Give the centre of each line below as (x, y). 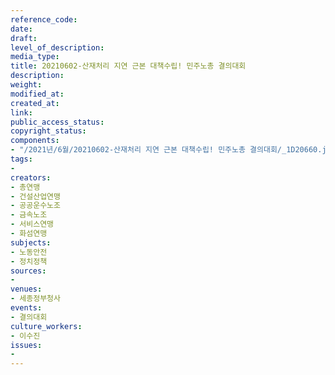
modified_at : (37, 94)
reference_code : (44, 19)
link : (21, 112)
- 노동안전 (29, 252)
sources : (28, 271)
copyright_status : (48, 131)
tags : (21, 159)
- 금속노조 (29, 215)
